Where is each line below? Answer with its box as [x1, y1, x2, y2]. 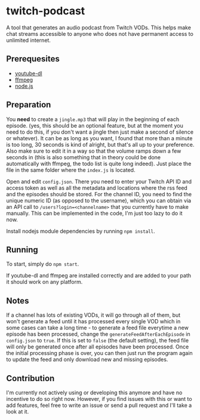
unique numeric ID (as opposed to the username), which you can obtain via [6, 197, 192, 204]
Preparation [6, 100, 51, 110]
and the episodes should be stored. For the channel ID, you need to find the [6, 190, 192, 197]
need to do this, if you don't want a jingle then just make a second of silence [6, 128, 194, 135]
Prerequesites [6, 54, 60, 64]
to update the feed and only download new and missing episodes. [6, 356, 168, 363]
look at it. [6, 408, 29, 415]
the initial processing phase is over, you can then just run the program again [6, 350, 193, 357]
